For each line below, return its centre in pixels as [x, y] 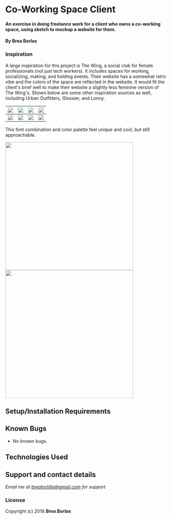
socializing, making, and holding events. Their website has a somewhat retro [86, 76]
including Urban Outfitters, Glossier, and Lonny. [55, 98]
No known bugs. [30, 441]
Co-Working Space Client [60, 9]
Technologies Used [36, 457]
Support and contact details [51, 474]
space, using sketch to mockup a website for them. [61, 29]
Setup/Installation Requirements [58, 411]
